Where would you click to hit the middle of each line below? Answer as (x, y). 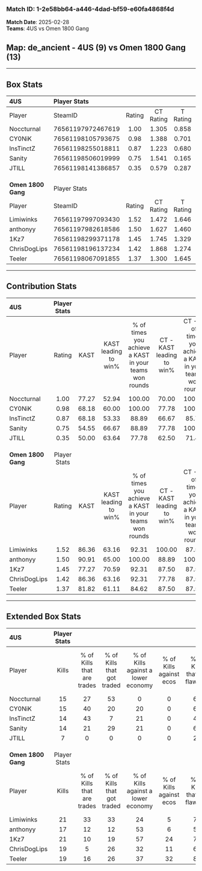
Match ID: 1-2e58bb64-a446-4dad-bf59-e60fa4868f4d (90, 9)
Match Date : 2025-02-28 (38, 22)
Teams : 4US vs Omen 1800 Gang (47, 28)
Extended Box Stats (44, 617)
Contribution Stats (41, 286)
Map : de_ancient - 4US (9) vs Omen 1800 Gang (96, 47)
